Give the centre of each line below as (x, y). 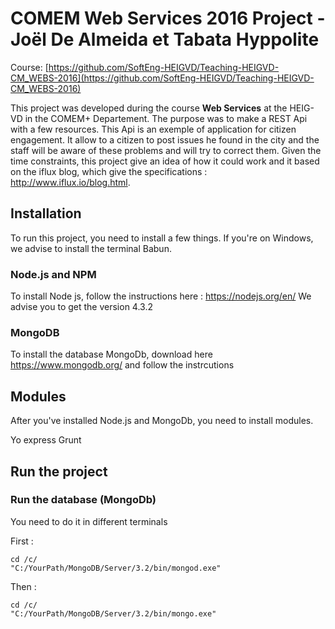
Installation (46, 213)
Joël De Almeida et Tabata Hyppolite (165, 39)
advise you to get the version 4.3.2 (81, 307)
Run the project (59, 471)
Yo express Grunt (46, 440)
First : (22, 541)
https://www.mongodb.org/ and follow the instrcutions (122, 365)
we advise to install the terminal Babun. (91, 248)
